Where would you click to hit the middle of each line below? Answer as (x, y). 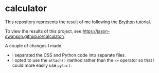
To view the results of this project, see (43, 31)
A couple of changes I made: (34, 45)
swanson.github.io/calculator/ (35, 36)
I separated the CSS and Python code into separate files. (69, 55)
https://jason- (96, 31)
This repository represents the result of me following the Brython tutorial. (78, 22)
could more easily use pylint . (42, 65)
